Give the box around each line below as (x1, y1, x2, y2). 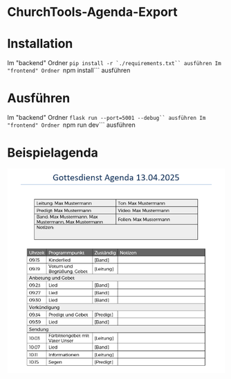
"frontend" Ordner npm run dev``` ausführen (7, 121, 136, 129)
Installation (7, 36, 73, 52)
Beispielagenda (7, 145, 98, 161)
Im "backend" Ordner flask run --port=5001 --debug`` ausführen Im (7, 114, 206, 122)
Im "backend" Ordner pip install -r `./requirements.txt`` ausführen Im (7, 59, 221, 67)
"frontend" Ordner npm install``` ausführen (7, 67, 131, 75)
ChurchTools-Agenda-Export (7, 4, 178, 20)
